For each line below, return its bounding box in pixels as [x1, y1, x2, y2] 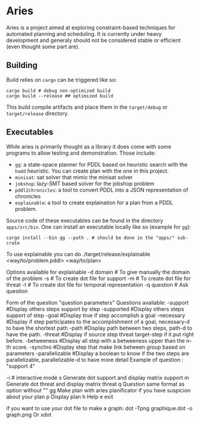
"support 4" [6, 362, 36, 370]
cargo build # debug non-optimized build [6, 88, 111, 94]
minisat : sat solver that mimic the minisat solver [14, 173, 133, 180]
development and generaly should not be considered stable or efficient [6, 36, 181, 44]
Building [6, 60, 38, 70]
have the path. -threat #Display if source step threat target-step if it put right [6, 330, 194, 338]
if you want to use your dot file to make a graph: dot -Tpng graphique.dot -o [6, 404, 193, 411]
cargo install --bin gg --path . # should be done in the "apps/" [6, 235, 175, 241]
